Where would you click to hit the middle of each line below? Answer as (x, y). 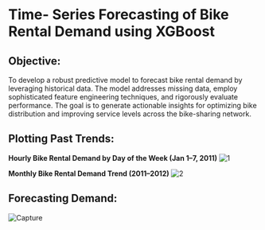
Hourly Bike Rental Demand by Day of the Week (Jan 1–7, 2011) (113, 158)
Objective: (35, 61)
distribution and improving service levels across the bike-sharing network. (130, 114)
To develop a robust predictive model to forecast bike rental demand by (125, 80)
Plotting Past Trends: (61, 139)
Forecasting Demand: (63, 199)
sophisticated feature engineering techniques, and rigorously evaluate (123, 97)
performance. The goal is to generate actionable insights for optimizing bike (132, 105)
